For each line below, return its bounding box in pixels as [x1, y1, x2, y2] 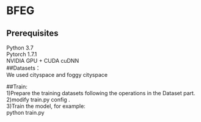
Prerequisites [6, 28, 59, 38]
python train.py [6, 109, 45, 116]
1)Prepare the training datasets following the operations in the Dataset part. [6, 90, 196, 96]
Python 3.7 [6, 44, 34, 51]
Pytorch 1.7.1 [6, 51, 37, 58]
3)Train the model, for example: [6, 102, 86, 110]
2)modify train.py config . [6, 96, 70, 103]
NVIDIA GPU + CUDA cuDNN [6, 57, 79, 64]
